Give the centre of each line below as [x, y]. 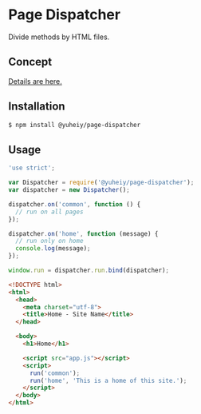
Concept [30, 62]
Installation [37, 107]
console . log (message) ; [53, 249]
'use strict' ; [32, 168]
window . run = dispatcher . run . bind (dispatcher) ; [89, 270]
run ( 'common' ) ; [55, 373]
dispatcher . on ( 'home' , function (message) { [83, 233]
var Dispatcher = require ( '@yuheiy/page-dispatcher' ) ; [101, 183]
